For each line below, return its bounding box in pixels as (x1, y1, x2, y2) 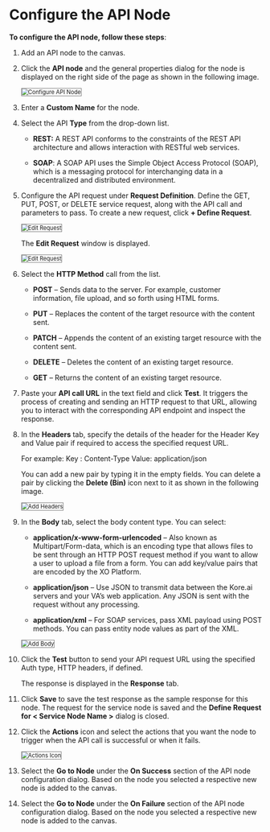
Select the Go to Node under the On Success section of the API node (20, 766, 252, 776)
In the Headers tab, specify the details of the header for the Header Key (20, 429, 260, 439)
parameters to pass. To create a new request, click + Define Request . (20, 208, 252, 217)
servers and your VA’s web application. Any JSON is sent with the (32, 591, 250, 600)
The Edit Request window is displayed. (20, 238, 151, 248)
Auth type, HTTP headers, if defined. (20, 662, 143, 673)
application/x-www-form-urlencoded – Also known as (32, 533, 218, 542)
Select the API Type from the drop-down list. (20, 118, 170, 128)
